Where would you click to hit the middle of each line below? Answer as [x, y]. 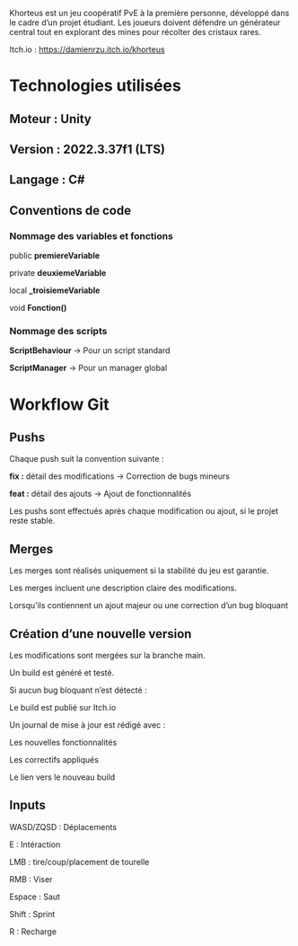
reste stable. [32, 521]
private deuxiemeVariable [58, 273]
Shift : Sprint [32, 914]
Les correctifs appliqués [54, 759]
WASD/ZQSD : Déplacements [63, 827]
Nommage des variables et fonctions [91, 235]
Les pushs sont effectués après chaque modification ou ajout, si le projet [144, 511]
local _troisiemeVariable [55, 290]
